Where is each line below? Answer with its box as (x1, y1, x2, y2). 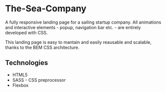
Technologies (5, 59, 49, 67)
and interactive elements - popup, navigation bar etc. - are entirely (5, 24, 141, 30)
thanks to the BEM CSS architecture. (5, 44, 80, 50)
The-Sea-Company (5, 3, 87, 14)
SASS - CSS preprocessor (12, 77, 66, 83)
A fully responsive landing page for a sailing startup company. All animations (5, 19, 162, 25)
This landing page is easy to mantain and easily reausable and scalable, (5, 39, 152, 45)
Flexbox (12, 82, 29, 88)
